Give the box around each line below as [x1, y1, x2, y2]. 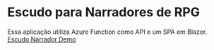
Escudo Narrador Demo [7, 35, 76, 43]
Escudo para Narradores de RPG [7, 4, 200, 20]
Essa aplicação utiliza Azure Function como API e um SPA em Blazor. [7, 27, 208, 36]
